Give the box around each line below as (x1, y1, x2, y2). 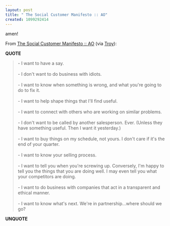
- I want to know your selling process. (17, 152, 97, 158)
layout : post (5, 7, 33, 13)
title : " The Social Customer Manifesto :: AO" (5, 12, 108, 17)
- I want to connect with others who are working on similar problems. (17, 109, 162, 115)
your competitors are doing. (17, 174, 76, 180)
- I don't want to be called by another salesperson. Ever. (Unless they (17, 120, 163, 126)
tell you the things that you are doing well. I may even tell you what (17, 168, 157, 174)
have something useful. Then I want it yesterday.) (17, 125, 121, 131)
